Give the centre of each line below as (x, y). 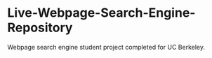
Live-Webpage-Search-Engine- (101, 13)
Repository (40, 28)
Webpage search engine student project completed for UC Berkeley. (106, 47)
